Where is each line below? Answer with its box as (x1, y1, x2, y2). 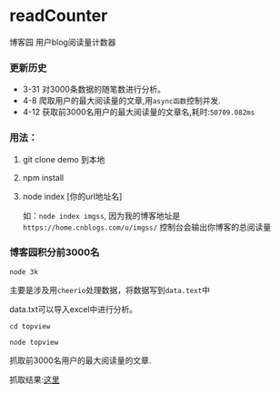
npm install (22, 172, 65, 182)
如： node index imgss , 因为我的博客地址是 (22, 210, 181, 221)
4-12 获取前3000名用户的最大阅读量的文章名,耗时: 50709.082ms (22, 106, 255, 118)
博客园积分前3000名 (9, 246, 100, 259)
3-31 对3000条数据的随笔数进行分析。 (22, 84, 166, 95)
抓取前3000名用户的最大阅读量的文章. (9, 355, 152, 366)
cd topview (9, 321, 51, 331)
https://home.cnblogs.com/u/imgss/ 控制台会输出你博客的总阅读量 (22, 221, 271, 232)
